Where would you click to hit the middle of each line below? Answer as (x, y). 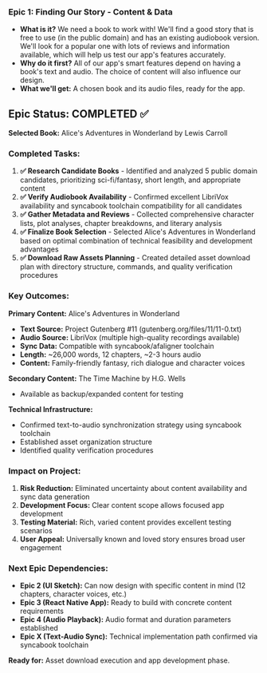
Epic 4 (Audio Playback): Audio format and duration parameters (125, 620)
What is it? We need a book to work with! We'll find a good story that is (137, 30)
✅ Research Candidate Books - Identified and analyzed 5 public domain (138, 171)
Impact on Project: (45, 471)
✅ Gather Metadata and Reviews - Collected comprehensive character (137, 215)
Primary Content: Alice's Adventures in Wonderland (94, 313)
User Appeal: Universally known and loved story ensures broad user (132, 539)
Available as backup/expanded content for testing (102, 394)
